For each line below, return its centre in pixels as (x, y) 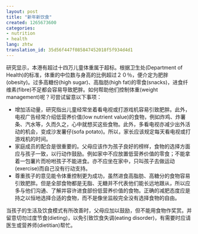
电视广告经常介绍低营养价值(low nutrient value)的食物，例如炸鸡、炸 (98, 117)
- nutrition (21, 34)
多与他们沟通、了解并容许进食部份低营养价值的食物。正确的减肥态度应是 (102, 190)
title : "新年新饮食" (29, 17)
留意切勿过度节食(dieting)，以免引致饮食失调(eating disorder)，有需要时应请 (99, 217)
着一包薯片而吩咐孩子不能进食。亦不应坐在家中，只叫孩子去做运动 (95, 161)
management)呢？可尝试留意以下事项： (54, 97)
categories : (21, 28)
